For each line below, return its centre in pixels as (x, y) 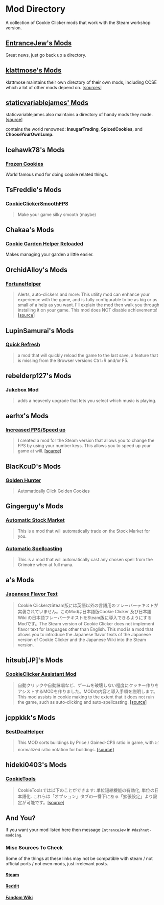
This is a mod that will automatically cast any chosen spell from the (85, 559)
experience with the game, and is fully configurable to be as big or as (87, 300)
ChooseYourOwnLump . (30, 134)
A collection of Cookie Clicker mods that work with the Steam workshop (78, 23)
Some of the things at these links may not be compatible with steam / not (79, 858)
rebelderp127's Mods (38, 376)
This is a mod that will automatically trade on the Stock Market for (84, 531)
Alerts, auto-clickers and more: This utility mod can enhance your (83, 294)
